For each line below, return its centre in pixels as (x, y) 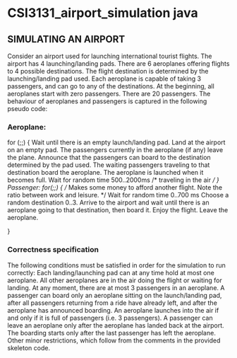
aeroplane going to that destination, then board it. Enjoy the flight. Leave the (118, 210)
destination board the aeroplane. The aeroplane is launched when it (105, 173)
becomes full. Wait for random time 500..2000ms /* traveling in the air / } (114, 180)
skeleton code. (29, 347)
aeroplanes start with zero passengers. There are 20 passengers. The (109, 94)
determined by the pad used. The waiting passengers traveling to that (109, 165)
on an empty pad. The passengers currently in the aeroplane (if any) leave (115, 150)
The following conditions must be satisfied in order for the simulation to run (116, 265)
